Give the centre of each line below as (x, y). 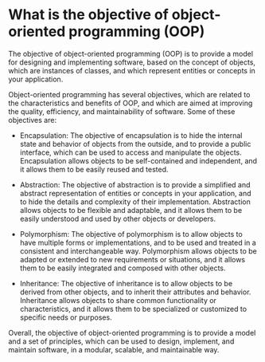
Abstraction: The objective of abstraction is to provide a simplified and (135, 184)
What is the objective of (88, 15)
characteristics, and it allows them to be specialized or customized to (133, 309)
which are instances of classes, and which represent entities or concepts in (132, 70)
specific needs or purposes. (66, 317)
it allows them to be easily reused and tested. (94, 169)
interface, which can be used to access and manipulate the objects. (131, 152)
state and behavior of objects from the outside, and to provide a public (135, 144)
